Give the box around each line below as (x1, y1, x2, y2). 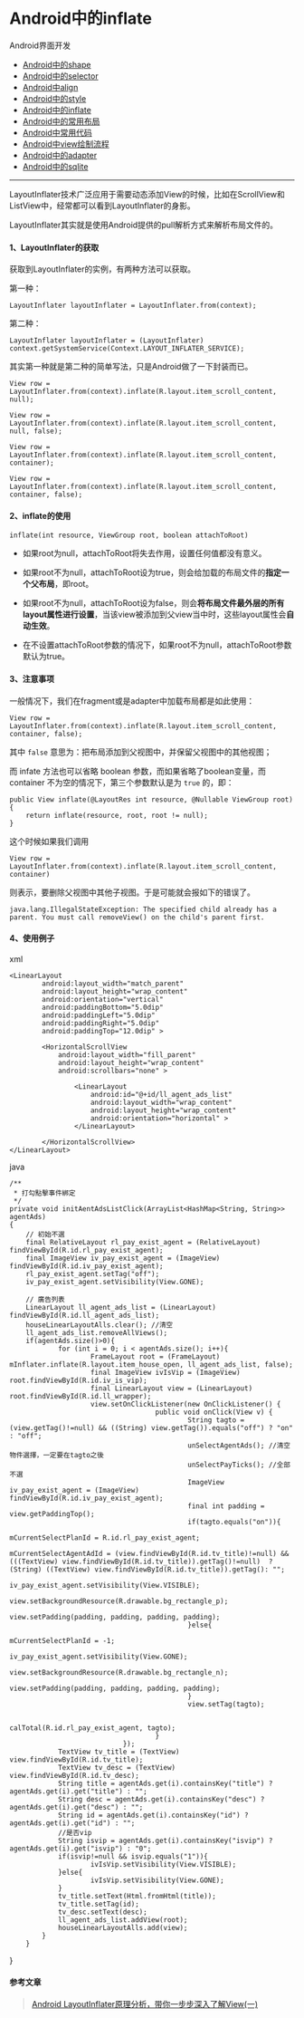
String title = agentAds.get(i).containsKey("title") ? (57, 1779, 273, 1788)
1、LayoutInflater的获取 (9, 242, 100, 253)
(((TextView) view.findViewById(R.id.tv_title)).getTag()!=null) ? (9, 1557, 273, 1566)
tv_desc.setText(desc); (57, 1907, 147, 1917)
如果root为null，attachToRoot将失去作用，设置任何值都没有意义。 (22, 548, 267, 559)
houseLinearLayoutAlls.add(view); (57, 1923, 188, 1932)
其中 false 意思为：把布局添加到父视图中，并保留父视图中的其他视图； (9, 746, 272, 757)
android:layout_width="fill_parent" (57, 1050, 196, 1060)
